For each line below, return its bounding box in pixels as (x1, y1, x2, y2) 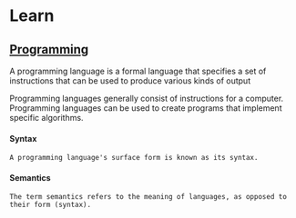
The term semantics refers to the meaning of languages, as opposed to (9, 193, 287, 202)
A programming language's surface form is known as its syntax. (9, 154, 259, 163)
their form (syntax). (9, 201, 92, 210)
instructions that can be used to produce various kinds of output (9, 75, 251, 86)
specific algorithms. (9, 113, 84, 123)
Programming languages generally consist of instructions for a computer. (9, 93, 284, 104)
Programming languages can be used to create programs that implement (9, 103, 282, 114)
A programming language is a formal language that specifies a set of (9, 65, 267, 76)
